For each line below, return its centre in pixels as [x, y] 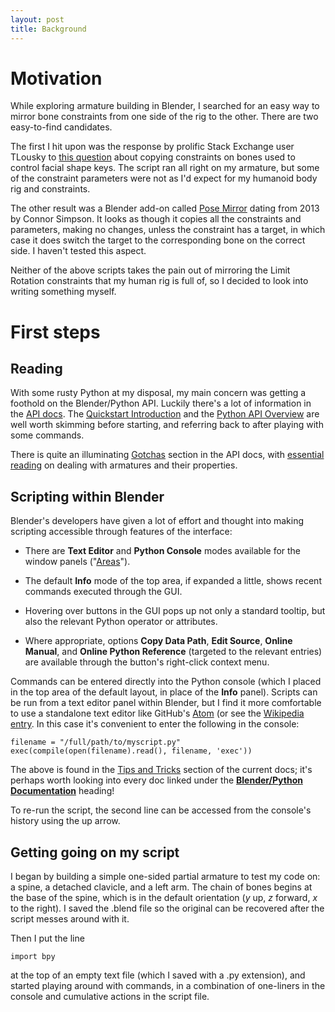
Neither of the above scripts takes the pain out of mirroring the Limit [150, 270]
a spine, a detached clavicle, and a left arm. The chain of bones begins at [161, 887]
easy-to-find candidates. [61, 127]
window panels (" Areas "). [77, 562]
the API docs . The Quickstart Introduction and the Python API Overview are [165, 414]
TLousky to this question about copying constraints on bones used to [153, 157]
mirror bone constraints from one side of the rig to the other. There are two [164, 117]
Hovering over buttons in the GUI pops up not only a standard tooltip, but [175, 611]
